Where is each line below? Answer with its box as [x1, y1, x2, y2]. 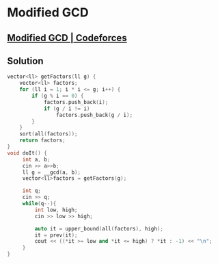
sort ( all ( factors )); [19, 131, 78, 137]
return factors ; [19, 137, 66, 144]
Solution [7, 55, 44, 66]
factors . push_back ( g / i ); [55, 111, 133, 118]
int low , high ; [34, 207, 78, 213]
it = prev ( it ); [34, 231, 78, 239]
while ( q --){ [22, 200, 57, 207]
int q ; [22, 187, 41, 194]
